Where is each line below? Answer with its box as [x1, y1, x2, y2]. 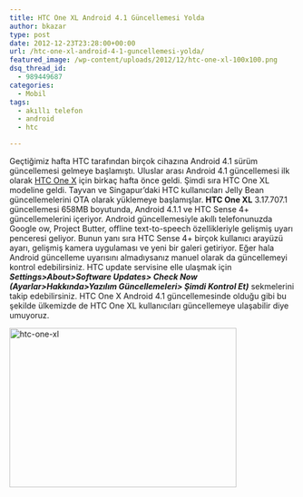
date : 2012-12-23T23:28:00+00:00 [9, 38, 136, 48]
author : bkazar [9, 22, 67, 31]
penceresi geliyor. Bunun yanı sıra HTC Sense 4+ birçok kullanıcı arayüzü [9, 233, 284, 243]
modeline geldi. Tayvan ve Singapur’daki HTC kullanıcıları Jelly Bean [9, 185, 265, 195]
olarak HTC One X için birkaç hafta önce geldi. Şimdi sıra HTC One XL [9, 175, 270, 186]
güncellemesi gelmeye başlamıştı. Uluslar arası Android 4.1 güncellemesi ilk [9, 165, 290, 176]
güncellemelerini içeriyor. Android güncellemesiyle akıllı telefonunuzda [9, 214, 273, 224]
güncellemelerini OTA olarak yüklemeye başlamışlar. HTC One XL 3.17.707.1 [9, 194, 288, 205]
